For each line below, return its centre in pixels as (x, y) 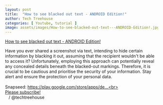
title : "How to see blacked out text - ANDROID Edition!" (66, 14)
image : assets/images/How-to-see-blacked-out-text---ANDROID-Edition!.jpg (82, 28)
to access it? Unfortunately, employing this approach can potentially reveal (80, 61)
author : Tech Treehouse (29, 18)
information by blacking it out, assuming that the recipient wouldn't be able (80, 56)
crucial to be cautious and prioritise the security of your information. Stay (78, 71)
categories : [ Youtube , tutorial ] (41, 23)
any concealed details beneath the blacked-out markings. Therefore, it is (78, 67)
